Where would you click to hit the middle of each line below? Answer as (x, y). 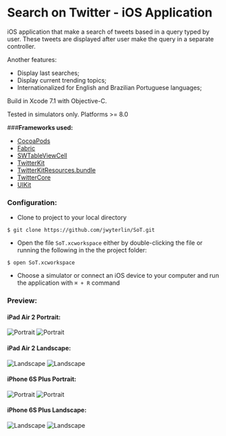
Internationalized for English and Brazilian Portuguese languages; (110, 87)
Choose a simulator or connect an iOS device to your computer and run (118, 276)
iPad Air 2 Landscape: (39, 348)
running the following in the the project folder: (82, 250)
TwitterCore (34, 177)
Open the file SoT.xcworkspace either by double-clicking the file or (110, 243)
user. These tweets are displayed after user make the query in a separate (111, 39)
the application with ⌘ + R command (68, 283)
